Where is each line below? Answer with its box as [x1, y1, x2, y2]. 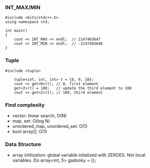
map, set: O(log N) [12, 118, 50, 124]
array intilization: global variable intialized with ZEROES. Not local [12, 152, 146, 158]
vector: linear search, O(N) [12, 112, 67, 118]
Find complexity [5, 101, 45, 108]
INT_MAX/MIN [5, 4, 41, 11]
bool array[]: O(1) [12, 128, 48, 134]
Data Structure [5, 141, 42, 148]
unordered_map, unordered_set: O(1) [12, 123, 88, 129]
